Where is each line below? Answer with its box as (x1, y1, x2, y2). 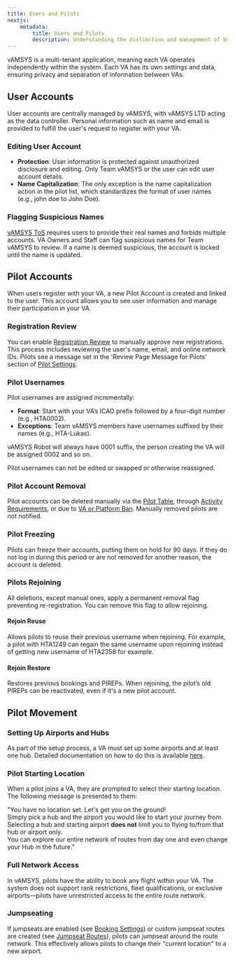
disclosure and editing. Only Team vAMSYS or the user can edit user (17, 165, 215, 174)
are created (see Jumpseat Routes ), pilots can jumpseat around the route (7, 932, 218, 940)
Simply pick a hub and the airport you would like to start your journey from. (7, 813, 224, 821)
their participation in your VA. (7, 304, 92, 312)
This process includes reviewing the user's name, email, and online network (7, 344, 226, 354)
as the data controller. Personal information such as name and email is (7, 116, 210, 125)
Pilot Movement (7, 706, 78, 718)
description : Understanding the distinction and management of (32, 36, 220, 43)
